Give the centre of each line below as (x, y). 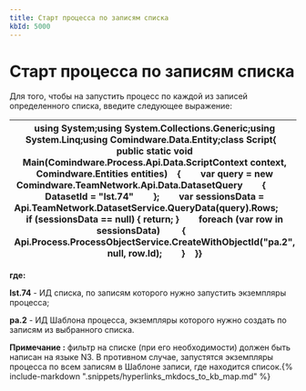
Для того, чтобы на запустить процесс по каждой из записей (129, 96)
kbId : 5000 (30, 26)
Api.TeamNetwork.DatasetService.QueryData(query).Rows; (146, 208)
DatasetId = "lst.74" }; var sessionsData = (155, 196)
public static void (154, 151)
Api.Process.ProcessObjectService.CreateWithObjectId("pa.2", (155, 242)
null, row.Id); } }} (154, 254)
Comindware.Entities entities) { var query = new (154, 174)
